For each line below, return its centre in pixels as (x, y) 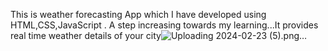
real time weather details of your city (86, 35)
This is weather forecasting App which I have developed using (138, 14)
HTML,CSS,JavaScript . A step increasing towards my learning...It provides (164, 25)
